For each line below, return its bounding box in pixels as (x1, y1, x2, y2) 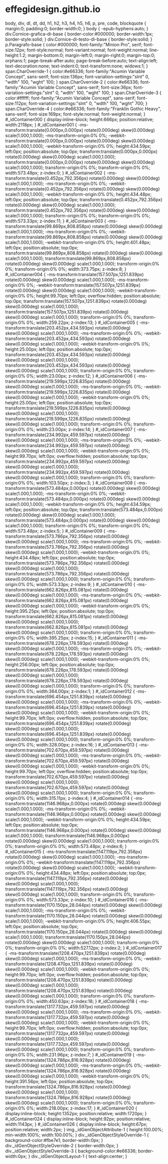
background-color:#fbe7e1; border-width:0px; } (5, 1137, 103, 1143)
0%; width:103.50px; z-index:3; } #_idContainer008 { (26, 479, 136, 486)
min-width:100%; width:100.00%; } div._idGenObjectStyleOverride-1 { (5, 1132, 149, 1138)
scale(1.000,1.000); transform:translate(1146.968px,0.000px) (5, 833, 130, 839)
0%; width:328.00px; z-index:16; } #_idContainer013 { (26, 741, 138, 747)
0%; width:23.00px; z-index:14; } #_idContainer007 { (26, 426, 136, 432)
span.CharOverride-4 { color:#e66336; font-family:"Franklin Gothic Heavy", (5, 106, 161, 112)
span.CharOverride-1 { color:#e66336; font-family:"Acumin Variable (5, 68, 145, 74)
